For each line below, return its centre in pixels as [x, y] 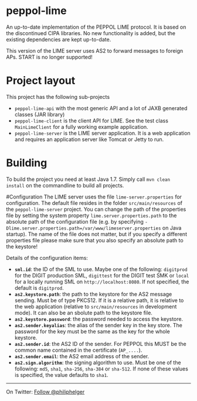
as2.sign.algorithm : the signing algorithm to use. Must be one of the [98, 362]
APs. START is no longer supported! [49, 57]
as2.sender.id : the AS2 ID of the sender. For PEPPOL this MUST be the [100, 344]
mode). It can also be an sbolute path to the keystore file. [83, 313]
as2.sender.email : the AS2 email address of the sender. [82, 356]
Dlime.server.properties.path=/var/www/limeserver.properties [84, 228]
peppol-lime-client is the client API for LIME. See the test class [91, 121]
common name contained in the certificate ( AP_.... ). [78, 350]
